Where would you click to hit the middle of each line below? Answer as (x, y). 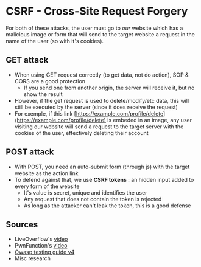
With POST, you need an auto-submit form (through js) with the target (102, 167)
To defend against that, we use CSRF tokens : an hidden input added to (104, 179)
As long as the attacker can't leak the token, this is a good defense (107, 206)
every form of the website (47, 186)
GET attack (27, 60)
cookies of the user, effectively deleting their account (81, 133)
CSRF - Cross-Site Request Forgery (97, 11)
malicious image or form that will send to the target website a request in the (100, 34)
